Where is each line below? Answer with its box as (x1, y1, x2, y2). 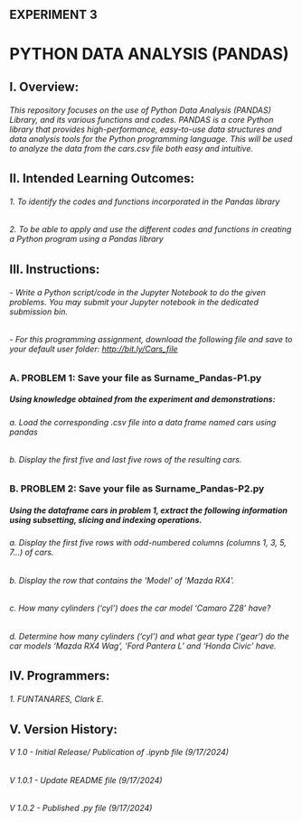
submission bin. (9, 306, 68, 317)
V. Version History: (9, 722, 118, 737)
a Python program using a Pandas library (9, 234, 165, 245)
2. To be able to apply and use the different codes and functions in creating (9, 224, 292, 235)
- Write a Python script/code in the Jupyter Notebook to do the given (9, 286, 267, 297)
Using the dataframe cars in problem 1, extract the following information (9, 505, 288, 516)
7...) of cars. (9, 546, 54, 557)
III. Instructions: (9, 261, 100, 276)
